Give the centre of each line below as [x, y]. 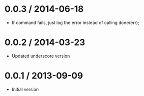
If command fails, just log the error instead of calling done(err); [75, 23]
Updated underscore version [41, 56]
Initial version [25, 89]
